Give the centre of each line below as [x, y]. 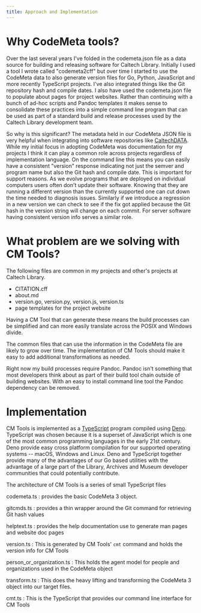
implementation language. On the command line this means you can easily [98, 159]
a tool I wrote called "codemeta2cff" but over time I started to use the [92, 71]
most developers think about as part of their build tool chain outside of [93, 375]
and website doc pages [35, 532]
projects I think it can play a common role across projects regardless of [94, 153]
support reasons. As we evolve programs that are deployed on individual [96, 179]
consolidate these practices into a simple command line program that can [97, 109]
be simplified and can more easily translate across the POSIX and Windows [99, 326]
